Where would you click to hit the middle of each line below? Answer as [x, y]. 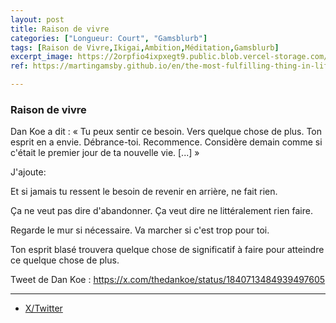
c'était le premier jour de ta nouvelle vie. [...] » [105, 153]
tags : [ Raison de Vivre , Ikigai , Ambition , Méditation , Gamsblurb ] [145, 47]
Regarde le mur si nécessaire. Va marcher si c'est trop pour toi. [140, 230]
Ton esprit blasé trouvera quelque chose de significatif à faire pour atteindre [167, 250]
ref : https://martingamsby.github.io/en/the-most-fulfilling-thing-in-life [171, 66]
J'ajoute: [28, 172]
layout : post [37, 19]
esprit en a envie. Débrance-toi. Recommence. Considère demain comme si [166, 142]
